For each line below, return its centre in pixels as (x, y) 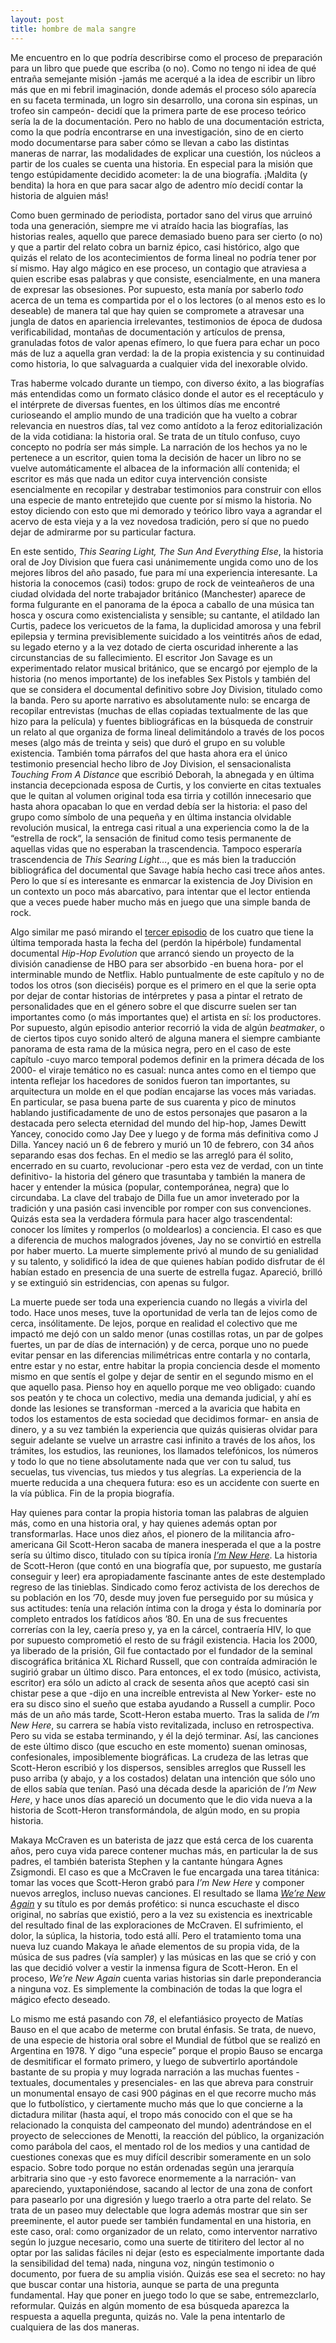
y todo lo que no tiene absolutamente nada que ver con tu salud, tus (151, 1461)
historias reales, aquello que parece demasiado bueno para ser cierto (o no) (166, 236)
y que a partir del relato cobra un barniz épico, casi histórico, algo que (155, 247)
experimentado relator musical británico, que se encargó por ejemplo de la (164, 668)
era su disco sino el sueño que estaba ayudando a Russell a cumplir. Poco (163, 1703)
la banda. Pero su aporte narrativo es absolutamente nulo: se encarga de (160, 700)
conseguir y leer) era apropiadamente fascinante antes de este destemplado (168, 1576)
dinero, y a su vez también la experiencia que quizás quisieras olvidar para (164, 1429)
